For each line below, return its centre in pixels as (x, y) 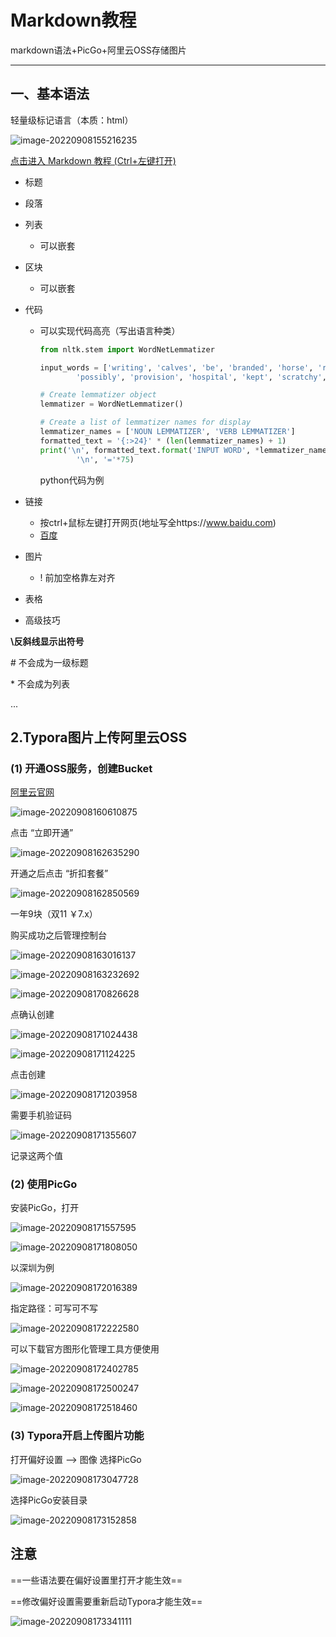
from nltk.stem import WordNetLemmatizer (127, 349)
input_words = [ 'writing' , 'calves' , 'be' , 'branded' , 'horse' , (176, 367)
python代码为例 (72, 480)
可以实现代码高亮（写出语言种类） (110, 330)
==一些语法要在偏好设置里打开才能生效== (96, 1580)
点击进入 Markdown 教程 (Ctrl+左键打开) (93, 160)
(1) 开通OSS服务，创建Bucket (81, 768)
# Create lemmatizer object (98, 395)
